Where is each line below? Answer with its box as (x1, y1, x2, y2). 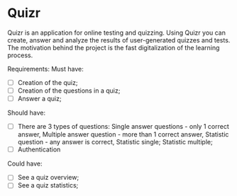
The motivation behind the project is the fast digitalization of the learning (7, 43, 220, 52)
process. (7, 51, 33, 59)
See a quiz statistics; (17, 181, 79, 190)
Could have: (7, 159, 43, 168)
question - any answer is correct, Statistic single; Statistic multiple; (17, 138, 213, 146)
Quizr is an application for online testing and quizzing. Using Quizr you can (7, 28, 226, 37)
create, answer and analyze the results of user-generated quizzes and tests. (7, 35, 231, 44)
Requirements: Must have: (7, 64, 84, 73)
